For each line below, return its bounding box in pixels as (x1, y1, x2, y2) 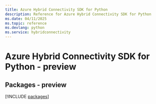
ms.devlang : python (5, 25, 45, 30)
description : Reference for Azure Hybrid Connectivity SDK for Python (5, 12, 152, 17)
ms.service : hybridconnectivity (5, 30, 71, 35)
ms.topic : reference (5, 21, 47, 26)
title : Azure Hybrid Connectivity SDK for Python (5, 7, 108, 12)
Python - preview (5, 62, 77, 72)
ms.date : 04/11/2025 (5, 16, 47, 21)
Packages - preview (5, 81, 67, 89)
